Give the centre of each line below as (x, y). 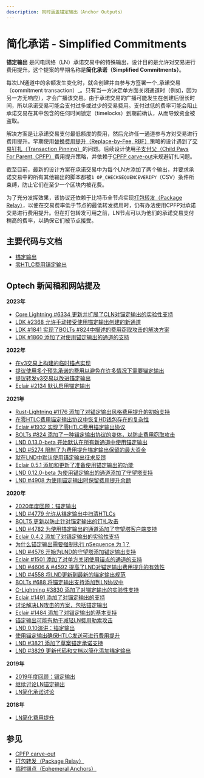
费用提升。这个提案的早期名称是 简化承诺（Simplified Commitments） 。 (96, 69)
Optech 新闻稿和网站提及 (53, 286)
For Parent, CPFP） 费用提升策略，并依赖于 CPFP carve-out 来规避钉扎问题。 (101, 156)
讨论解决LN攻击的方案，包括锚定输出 (61, 605)
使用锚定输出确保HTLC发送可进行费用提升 (67, 636)
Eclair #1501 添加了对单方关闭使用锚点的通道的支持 (79, 559)
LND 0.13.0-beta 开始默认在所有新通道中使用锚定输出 (81, 443)
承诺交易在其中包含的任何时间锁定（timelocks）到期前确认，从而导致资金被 (101, 113)
